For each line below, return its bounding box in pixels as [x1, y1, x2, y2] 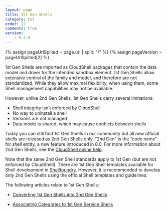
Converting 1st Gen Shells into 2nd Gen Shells [12, 191, 107, 197]
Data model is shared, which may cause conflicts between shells [12, 121, 146, 127]
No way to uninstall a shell [12, 110, 67, 116]
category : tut [5, 17, 35, 22]
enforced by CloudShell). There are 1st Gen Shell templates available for [5, 161, 154, 167]
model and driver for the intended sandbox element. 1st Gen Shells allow [5, 69, 155, 75]
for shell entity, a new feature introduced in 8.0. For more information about [5, 141, 160, 147]
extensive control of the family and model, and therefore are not [5, 75, 137, 81]
